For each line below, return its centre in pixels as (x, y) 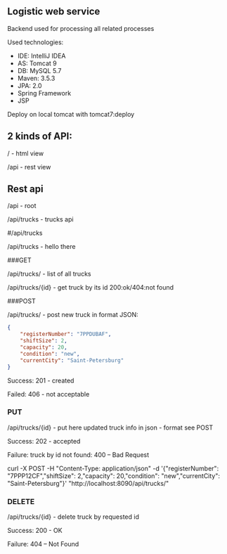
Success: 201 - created (41, 380)
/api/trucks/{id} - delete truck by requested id (73, 517)
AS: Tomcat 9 (37, 63)
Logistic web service (54, 12)
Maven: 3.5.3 (36, 78)
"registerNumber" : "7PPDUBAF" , (66, 334)
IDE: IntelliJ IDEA (41, 56)
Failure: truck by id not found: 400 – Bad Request (78, 455)
